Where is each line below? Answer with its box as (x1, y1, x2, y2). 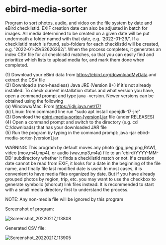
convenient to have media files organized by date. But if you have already (5, 171, 156, 177)
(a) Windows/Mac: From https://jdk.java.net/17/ (5, 103, 101, 109)
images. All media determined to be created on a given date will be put (5, 30, 150, 36)
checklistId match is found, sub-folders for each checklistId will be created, (5, 41, 160, 47)
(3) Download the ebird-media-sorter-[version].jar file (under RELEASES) (5, 114, 155, 120)
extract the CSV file (5, 77, 45, 83)
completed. (5, 62, 28, 68)
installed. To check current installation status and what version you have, (5, 87, 155, 93)
